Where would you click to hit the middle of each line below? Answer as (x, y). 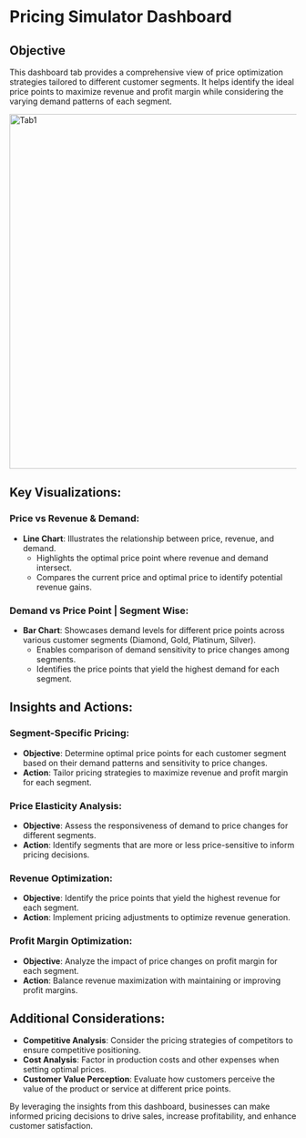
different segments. (60, 835)
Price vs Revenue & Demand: (74, 518)
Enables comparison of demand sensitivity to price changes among (163, 650)
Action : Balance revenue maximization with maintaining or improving (152, 980)
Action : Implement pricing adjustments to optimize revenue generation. (157, 918)
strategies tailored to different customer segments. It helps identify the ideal (152, 82)
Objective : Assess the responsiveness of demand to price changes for (155, 825)
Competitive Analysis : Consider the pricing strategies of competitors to (158, 1041)
